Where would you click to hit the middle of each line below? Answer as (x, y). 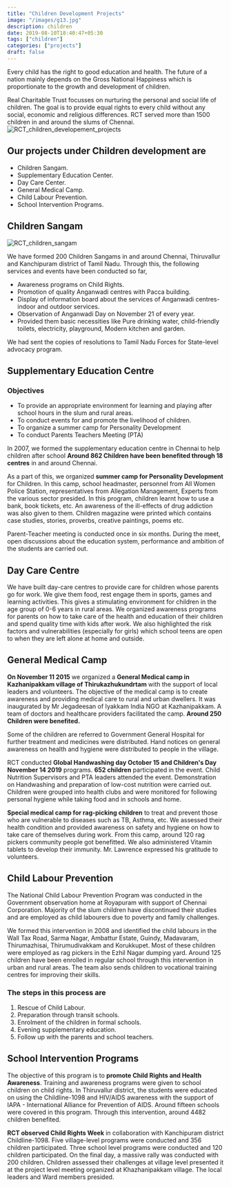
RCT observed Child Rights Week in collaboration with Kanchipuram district (115, 1133)
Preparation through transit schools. (68, 1014)
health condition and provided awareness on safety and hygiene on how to (113, 827)
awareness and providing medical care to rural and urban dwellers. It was (111, 698)
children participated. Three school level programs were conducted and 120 (115, 1147)
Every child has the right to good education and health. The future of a (107, 72)
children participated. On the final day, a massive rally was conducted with (113, 1155)
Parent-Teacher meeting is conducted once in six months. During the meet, (114, 534)
